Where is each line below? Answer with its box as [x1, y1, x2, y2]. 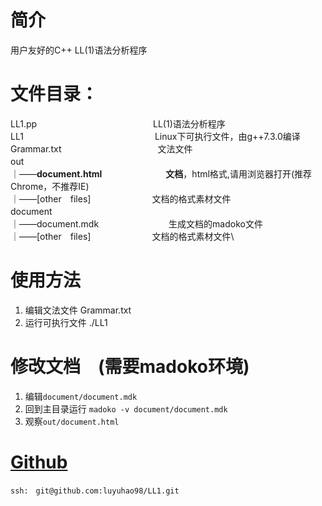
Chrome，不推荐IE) [10, 180, 90, 192]
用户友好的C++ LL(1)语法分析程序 [10, 44, 148, 56]
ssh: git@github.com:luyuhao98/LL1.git [10, 486, 180, 496]
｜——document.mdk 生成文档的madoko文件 [10, 217, 263, 230]
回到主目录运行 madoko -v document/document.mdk [24, 402, 228, 415]
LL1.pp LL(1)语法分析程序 [10, 117, 226, 130]
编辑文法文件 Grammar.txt [24, 304, 132, 316]
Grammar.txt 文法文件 [10, 142, 193, 155]
